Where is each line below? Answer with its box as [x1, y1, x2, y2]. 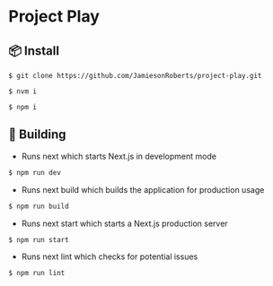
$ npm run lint [8, 269, 66, 278]
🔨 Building [8, 127, 66, 143]
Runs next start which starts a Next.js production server [21, 218, 228, 229]
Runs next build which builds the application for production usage [21, 184, 265, 195]
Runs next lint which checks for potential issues [21, 251, 198, 262]
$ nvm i [8, 87, 38, 96]
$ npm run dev [8, 168, 62, 177]
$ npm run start [8, 235, 69, 244]
